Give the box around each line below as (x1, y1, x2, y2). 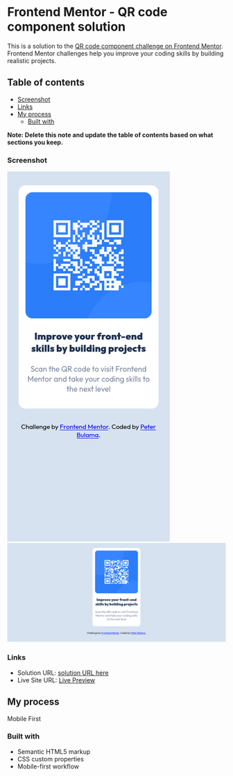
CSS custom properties (17, 755, 85, 763)
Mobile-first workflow (17, 762, 80, 770)
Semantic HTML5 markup (17, 747, 91, 756)
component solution (7, 19, 126, 35)
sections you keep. (7, 138, 64, 146)
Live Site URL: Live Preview (17, 675, 96, 684)
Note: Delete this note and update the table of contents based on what (7, 130, 214, 139)
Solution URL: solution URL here (17, 669, 109, 677)
